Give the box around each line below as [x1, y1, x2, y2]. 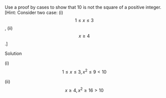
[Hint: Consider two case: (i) [5, 9, 64, 15]
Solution [5, 50, 22, 56]
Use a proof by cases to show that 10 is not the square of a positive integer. [5, 4, 162, 10]
